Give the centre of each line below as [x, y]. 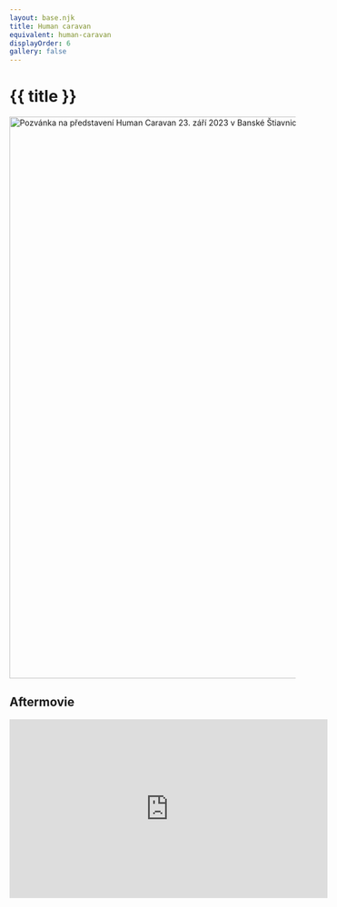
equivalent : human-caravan [60, 35]
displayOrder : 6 [40, 43]
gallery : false [38, 52]
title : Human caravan [50, 26]
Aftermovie [42, 702]
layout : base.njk [42, 18]
